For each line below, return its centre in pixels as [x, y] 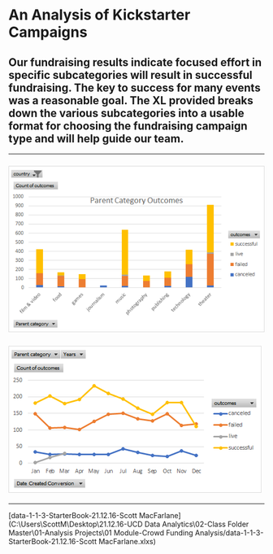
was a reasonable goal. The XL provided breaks [131, 100]
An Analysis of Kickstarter [100, 15]
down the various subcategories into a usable [126, 113]
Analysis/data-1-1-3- [229, 532]
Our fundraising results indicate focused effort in [135, 62]
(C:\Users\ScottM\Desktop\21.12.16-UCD [76, 524]
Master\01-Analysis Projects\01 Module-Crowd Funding [101, 532]
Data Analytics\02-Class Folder [197, 524]
